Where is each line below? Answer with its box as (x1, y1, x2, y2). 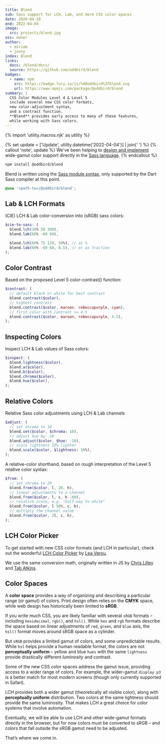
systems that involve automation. (5, 705, 73, 711)
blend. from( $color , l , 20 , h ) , (9, 485, 74, 490)
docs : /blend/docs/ (9, 63, 50, 68)
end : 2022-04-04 (5, 21, 39, 26)
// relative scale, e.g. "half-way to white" (9, 499, 106, 504)
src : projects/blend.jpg (9, 30, 61, 35)
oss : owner (5, 35, 28, 40)
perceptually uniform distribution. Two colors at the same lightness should (5, 695, 159, 701)
